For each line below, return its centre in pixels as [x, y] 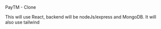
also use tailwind [22, 22]
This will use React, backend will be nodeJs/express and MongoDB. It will [81, 17]
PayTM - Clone [21, 7]
